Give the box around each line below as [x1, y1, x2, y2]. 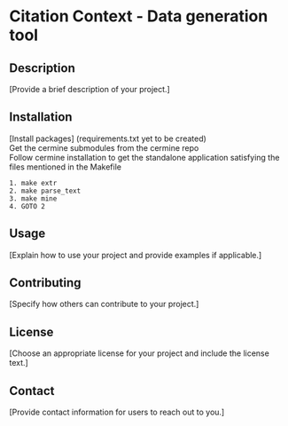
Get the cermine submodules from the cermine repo [9, 142, 199, 153]
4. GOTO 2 [9, 201, 46, 210]
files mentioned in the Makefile [9, 162, 122, 172]
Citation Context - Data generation [9, 6, 269, 27]
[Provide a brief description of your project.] [9, 84, 170, 94]
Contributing [9, 275, 82, 290]
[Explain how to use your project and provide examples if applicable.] [9, 249, 262, 260]
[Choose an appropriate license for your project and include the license [9, 348, 270, 359]
